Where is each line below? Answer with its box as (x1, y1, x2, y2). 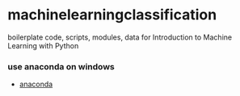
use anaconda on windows (7, 61, 115, 72)
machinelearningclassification (7, 6, 217, 24)
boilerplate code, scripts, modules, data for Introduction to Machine (7, 32, 232, 42)
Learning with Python (7, 40, 79, 50)
